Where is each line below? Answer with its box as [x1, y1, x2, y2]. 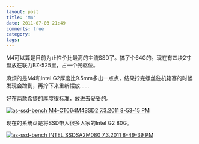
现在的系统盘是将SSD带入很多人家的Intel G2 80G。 [6, 119, 132, 127]
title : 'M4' [6, 14, 36, 20]
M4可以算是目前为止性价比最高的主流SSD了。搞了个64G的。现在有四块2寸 [6, 54, 192, 61]
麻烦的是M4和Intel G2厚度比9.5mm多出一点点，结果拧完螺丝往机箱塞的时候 [6, 75, 193, 81]
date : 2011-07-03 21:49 [6, 20, 66, 26]
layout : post [6, 8, 39, 15]
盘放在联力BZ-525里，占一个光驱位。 [6, 61, 99, 69]
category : [6, 31, 31, 37]
